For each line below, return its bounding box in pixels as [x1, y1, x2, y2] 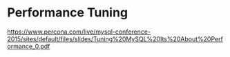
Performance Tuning [7, 5, 128, 21]
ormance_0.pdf [7, 42, 50, 50]
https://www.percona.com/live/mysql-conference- [7, 27, 151, 36]
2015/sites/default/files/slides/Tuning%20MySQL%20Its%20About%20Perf [7, 34, 223, 43]
